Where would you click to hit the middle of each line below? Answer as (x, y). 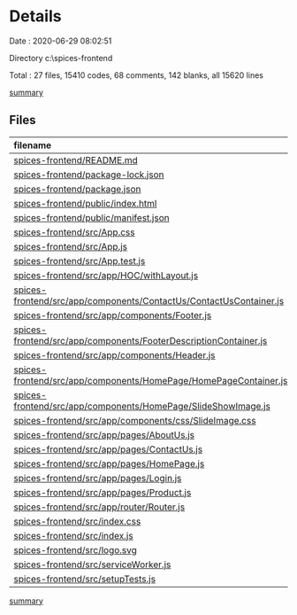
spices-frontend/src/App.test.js (80, 261)
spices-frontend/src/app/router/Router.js (99, 507)
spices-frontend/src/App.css (74, 232)
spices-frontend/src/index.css (77, 521)
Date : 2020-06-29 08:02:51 (61, 41)
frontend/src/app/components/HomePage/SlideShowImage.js (142, 406)
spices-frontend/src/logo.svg (75, 549)
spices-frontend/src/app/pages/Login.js (98, 478)
